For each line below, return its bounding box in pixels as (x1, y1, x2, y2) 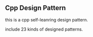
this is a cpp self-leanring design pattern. (5, 17, 88, 22)
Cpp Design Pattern (5, 4, 66, 12)
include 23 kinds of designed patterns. (5, 26, 83, 32)
